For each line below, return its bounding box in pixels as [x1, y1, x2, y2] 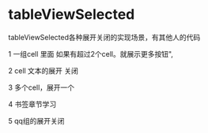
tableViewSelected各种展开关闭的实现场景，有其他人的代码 [8, 32, 201, 42]
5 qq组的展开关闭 [8, 116, 65, 125]
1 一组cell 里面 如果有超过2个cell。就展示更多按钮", [8, 49, 174, 58]
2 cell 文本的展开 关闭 [8, 65, 79, 76]
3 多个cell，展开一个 [8, 83, 75, 92]
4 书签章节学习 [8, 99, 57, 109]
